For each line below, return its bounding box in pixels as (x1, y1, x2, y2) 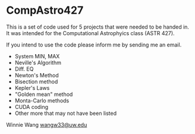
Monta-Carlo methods (14, 96, 70, 104)
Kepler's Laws (14, 84, 50, 91)
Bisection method (14, 78, 58, 85)
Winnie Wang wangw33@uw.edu (6, 121, 87, 128)
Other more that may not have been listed (14, 110, 117, 117)
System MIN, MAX (14, 52, 60, 60)
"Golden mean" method (14, 91, 73, 98)
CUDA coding (14, 103, 49, 110)
